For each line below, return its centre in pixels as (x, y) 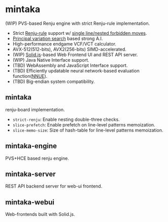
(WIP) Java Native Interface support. (51, 60)
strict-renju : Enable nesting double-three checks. (66, 119)
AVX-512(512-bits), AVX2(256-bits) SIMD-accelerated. (70, 49)
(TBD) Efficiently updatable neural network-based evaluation (76, 71)
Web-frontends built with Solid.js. (40, 214)
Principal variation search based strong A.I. (58, 38)
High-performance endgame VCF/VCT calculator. (64, 43)
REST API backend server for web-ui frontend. (54, 186)
